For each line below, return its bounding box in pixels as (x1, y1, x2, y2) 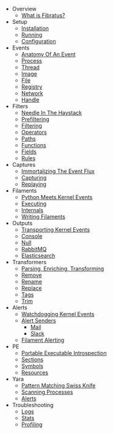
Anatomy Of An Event (21, 51, 76, 57)
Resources (21, 369, 49, 376)
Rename (21, 278, 43, 285)
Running (21, 31, 43, 39)
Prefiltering (21, 116, 50, 123)
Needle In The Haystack (21, 109, 82, 116)
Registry (21, 83, 43, 90)
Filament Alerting (21, 336, 65, 344)
